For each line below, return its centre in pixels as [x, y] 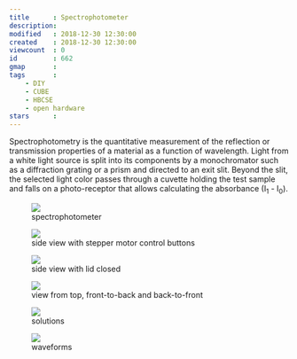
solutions [48, 321]
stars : [33, 116]
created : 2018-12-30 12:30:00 [73, 42]
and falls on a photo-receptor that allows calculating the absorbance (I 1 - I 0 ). [148, 190]
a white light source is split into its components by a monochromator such [144, 160]
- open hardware [55, 108]
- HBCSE [39, 100]
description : [33, 26]
